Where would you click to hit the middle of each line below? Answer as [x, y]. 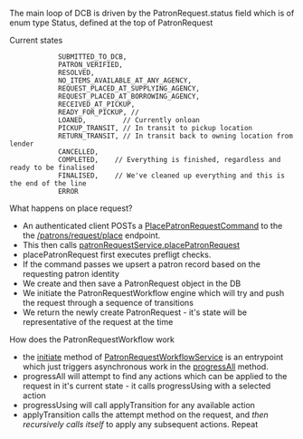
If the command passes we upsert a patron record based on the [141, 264]
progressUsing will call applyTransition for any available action [139, 405]
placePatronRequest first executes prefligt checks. [117, 254]
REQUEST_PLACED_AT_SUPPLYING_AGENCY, [129, 89]
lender [22, 144]
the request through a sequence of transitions [108, 303]
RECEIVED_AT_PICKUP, [96, 104]
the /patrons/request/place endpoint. [91, 235]
